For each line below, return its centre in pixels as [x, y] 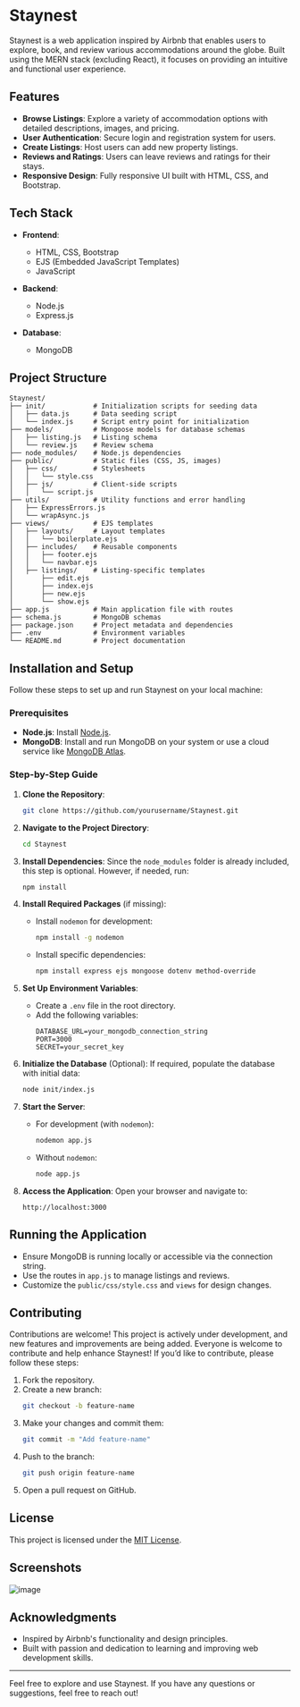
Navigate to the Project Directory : [86, 827]
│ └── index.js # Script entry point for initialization [129, 422]
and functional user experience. [68, 69]
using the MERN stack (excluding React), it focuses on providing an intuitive [149, 59]
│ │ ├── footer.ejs [54, 555]
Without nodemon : [66, 1157]
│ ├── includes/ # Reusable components [93, 547]
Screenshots [46, 1568]
